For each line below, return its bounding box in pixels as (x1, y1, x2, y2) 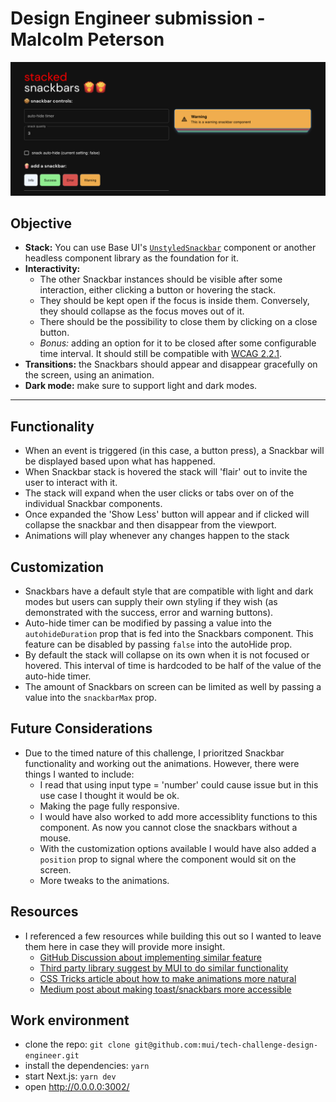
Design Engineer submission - (10, 7, 266, 30)
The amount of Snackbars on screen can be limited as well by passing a (24, 680, 322, 692)
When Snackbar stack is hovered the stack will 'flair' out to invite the (24, 466, 308, 478)
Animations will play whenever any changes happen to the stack (24, 530, 290, 542)
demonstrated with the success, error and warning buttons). (24, 606, 274, 618)
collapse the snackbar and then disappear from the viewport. (24, 519, 277, 531)
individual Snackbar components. (24, 498, 163, 510)
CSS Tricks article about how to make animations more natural (39, 972, 297, 984)
